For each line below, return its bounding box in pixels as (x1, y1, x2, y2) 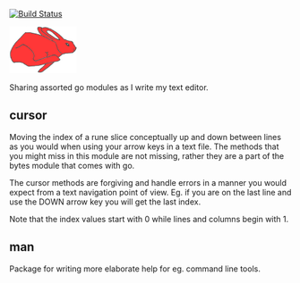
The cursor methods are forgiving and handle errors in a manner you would (9, 177, 287, 187)
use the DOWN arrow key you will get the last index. (9, 196, 201, 207)
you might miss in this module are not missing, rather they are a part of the (9, 150, 285, 161)
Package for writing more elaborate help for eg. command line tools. (9, 263, 261, 274)
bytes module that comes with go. (9, 160, 135, 171)
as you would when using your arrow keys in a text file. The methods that (9, 141, 279, 152)
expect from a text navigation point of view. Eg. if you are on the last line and (9, 187, 292, 197)
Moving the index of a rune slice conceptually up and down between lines (9, 131, 282, 142)
